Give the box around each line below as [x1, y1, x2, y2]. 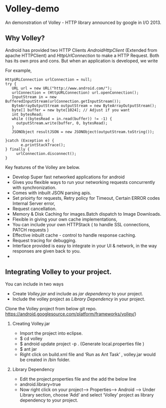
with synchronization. [12, 184, 57, 190]
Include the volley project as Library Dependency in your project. [12, 296, 146, 302]
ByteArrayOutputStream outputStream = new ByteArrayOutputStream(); [11, 103, 157, 108]
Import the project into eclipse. [19, 330, 83, 336]
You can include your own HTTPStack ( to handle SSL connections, [12, 221, 151, 227]
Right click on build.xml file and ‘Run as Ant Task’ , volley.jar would [19, 351, 156, 357]
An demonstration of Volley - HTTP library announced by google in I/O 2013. [5, 19, 162, 25]
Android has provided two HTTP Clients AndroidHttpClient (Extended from [5, 47, 158, 53]
